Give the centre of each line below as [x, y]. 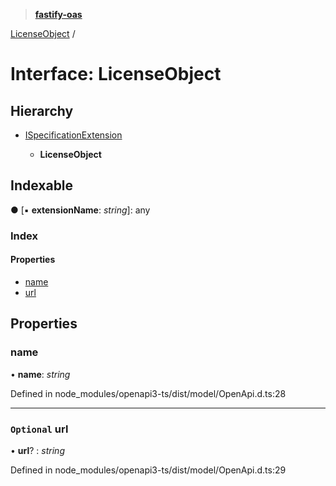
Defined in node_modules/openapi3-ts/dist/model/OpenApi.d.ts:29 [148, 470]
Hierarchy [42, 110]
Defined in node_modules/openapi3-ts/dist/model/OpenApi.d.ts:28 [148, 393]
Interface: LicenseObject [116, 74]
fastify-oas [58, 14]
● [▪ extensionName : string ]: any [80, 210]
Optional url [39, 429]
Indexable [42, 185]
